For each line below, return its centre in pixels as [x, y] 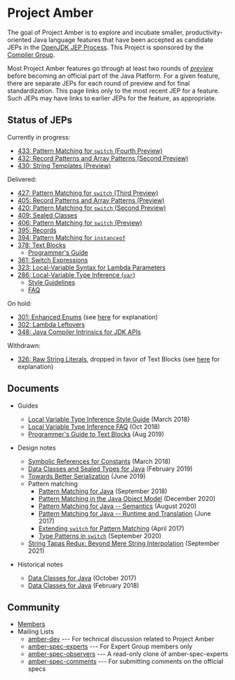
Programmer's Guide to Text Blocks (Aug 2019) [96, 434]
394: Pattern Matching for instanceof [72, 237]
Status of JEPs [40, 120]
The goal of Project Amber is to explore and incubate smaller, [96, 32]
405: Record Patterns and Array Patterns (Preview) [91, 200]
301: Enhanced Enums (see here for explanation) [88, 316]
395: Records [37, 230]
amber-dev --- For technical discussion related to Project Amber [121, 639]
